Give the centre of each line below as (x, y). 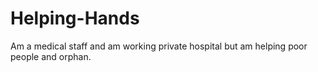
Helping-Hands (75, 18)
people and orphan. (51, 56)
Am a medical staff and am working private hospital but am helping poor (159, 46)
